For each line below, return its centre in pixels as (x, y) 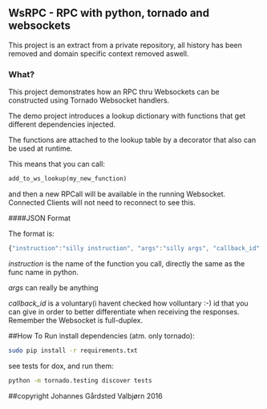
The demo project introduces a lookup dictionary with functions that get (127, 116)
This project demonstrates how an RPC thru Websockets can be (114, 92)
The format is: (31, 233)
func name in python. (43, 272)
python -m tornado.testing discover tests (80, 380)
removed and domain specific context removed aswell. (99, 53)
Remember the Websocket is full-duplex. (75, 320)
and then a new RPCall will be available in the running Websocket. (117, 194)
